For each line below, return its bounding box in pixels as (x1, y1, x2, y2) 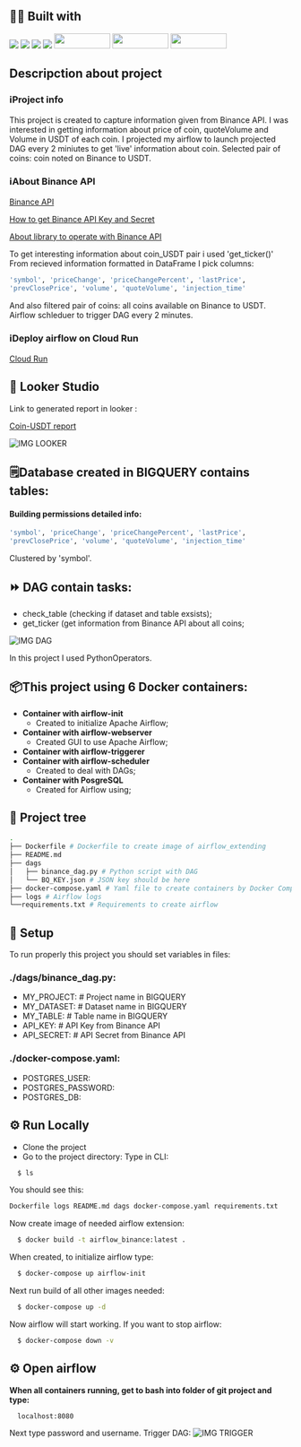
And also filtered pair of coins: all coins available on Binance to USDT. (9, 299, 267, 310)
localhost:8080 (17, 1411, 74, 1421)
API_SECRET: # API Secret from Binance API (21, 1030, 186, 1041)
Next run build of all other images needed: (9, 1286, 165, 1296)
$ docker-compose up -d (17, 1303, 106, 1312)
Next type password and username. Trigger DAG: (9, 1427, 192, 1439)
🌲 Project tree (9, 810, 87, 826)
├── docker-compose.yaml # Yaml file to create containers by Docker (9, 884, 275, 893)
